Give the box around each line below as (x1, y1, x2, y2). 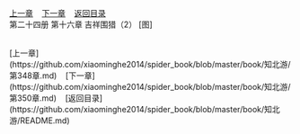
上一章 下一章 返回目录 (9, 8, 106, 18)
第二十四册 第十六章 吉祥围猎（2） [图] (9, 19, 153, 30)
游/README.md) (9, 115, 70, 126)
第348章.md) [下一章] (9, 70, 96, 81)
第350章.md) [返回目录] (9, 93, 103, 103)
